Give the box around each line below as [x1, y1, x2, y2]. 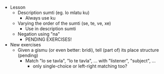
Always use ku [25, 15, 56, 21]
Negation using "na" [17, 31, 60, 37]
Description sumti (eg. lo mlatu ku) [17, 10, 90, 16]
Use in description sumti [25, 26, 76, 32]
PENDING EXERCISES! [25, 36, 72, 42]
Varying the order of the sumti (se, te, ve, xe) [17, 20, 111, 26]
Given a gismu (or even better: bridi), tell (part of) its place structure [17, 47, 159, 53]
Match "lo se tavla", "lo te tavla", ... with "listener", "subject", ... [25, 58, 156, 63]
